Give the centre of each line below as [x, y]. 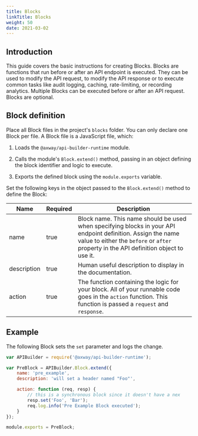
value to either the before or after [125, 241]
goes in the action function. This [123, 297]
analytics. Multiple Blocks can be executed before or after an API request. [95, 91]
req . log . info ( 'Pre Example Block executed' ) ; [84, 406]
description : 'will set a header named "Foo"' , [76, 379]
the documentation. [105, 272]
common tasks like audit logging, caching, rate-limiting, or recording [89, 85]
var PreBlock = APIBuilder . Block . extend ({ [59, 368]
